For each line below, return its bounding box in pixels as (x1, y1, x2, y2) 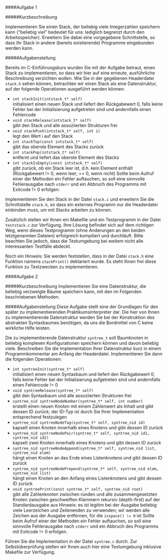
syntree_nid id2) (12, 435, 49, 440)
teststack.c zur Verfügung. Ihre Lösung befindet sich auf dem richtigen (5, 222, 154, 228)
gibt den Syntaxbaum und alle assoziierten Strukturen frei (12, 393, 132, 399)
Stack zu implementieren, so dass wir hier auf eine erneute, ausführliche (5, 70, 155, 76)
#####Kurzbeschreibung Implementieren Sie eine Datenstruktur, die (5, 284, 146, 289)
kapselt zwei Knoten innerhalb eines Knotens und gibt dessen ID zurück (12, 440, 161, 445)
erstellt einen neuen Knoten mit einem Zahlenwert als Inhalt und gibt (12, 403, 154, 409)
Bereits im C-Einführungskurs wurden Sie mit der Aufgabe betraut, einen (5, 65, 155, 70)
